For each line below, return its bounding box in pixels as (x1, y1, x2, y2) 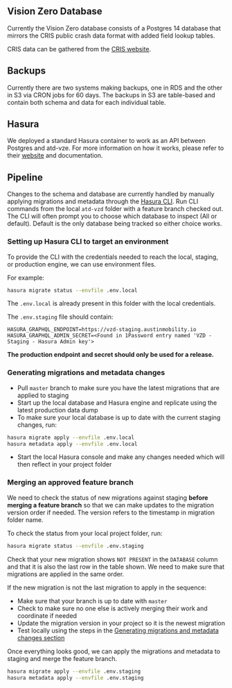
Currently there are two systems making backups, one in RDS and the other (7, 83, 223, 92)
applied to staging (17, 391, 69, 399)
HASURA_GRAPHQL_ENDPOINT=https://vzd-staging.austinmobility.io (7, 326, 197, 333)
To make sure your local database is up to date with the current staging (17, 413, 221, 421)
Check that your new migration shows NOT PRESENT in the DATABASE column (7, 555, 218, 563)
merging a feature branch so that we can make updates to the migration (7, 501, 215, 509)
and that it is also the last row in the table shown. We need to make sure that (7, 562, 225, 571)
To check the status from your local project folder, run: (7, 529, 163, 537)
